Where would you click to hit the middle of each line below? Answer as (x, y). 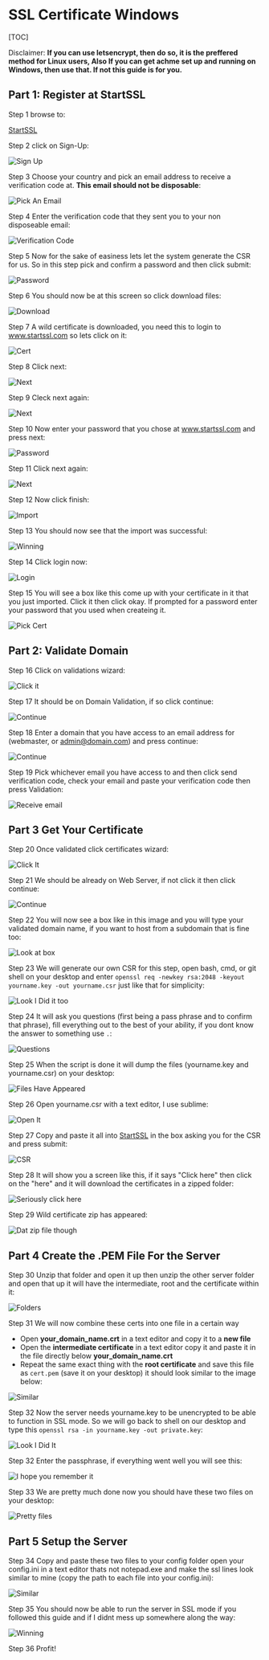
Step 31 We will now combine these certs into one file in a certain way (124, 1323)
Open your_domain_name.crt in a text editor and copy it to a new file (135, 1339)
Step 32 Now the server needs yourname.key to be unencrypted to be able (132, 1413)
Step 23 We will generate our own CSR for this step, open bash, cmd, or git (132, 968)
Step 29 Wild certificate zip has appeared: (78, 1215)
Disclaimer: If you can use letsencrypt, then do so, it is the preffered (123, 52)
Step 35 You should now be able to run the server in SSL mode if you (122, 1609)
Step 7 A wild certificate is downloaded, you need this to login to (115, 326)
